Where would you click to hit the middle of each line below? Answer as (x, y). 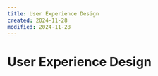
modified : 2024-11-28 (39, 27)
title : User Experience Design (53, 14)
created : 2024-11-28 (38, 20)
